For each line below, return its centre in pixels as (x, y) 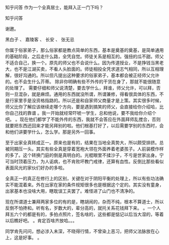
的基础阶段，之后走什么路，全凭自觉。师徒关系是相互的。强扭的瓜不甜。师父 (84, 56)
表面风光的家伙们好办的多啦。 (36, 168)
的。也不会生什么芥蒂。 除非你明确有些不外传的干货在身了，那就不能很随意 (83, 81)
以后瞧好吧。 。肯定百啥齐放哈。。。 (41, 221)
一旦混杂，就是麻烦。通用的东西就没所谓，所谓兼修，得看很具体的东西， (84, 94)
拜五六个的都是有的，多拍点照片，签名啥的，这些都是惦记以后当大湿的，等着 (84, 214)
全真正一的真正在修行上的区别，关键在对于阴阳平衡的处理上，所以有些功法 (82, 178)
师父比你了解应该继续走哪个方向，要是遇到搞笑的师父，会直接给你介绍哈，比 (84, 107)
